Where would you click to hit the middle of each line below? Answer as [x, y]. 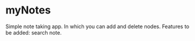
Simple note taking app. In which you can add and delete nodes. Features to [97, 26]
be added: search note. [34, 32]
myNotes [28, 10]
